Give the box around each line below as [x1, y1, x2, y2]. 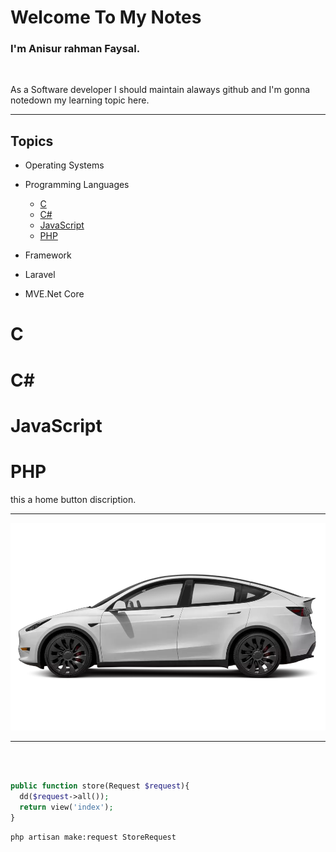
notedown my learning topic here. [10, 94, 150, 106]
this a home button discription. [10, 493, 137, 505]
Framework [24, 249, 72, 261]
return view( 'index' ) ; [19, 802, 114, 813]
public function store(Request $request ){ [10, 781, 190, 791]
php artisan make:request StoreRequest [10, 832, 177, 842]
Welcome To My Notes [10, 6, 202, 29]
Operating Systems [24, 159, 105, 171]
